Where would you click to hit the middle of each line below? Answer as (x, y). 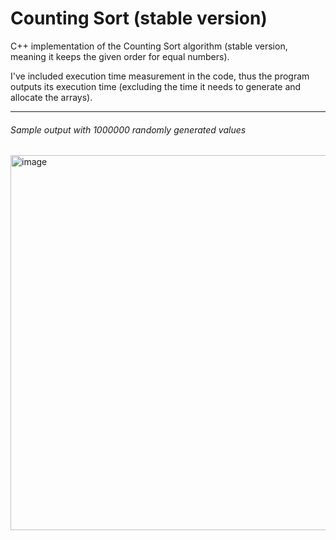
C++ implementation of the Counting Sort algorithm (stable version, (149, 46)
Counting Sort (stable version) (139, 18)
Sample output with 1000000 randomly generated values (128, 129)
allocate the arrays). (51, 97)
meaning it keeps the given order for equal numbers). (120, 56)
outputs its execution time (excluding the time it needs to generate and (156, 86)
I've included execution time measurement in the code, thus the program (160, 76)
